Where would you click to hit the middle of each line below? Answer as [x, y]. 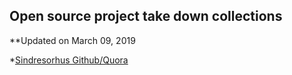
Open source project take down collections [146, 16]
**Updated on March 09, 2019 [72, 40]
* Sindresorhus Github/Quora [69, 60]
